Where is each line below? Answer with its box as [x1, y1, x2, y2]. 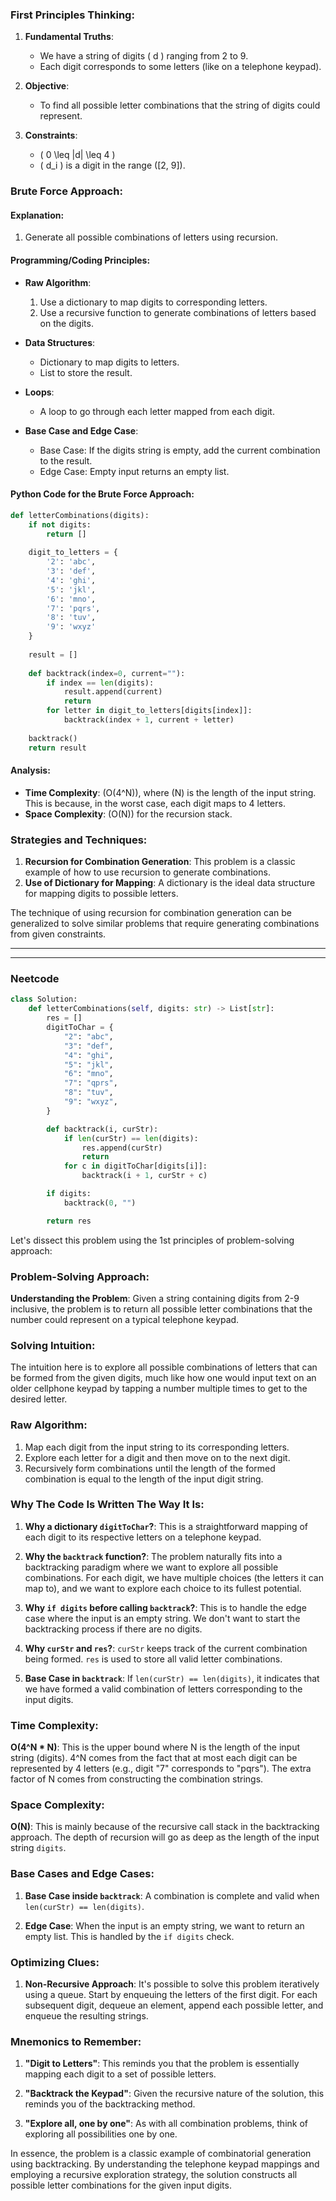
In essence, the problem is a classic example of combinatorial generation [10, 2148, 312, 2160]
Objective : [24, 80, 70, 92]
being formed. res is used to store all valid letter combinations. [24, 1653, 283, 1665]
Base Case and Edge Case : [24, 424, 139, 437]
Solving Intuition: [10, 1338, 96, 1352]
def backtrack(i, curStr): [46, 1124, 159, 1134]
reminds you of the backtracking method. [24, 2098, 196, 2110]
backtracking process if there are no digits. [24, 1623, 203, 1635]
